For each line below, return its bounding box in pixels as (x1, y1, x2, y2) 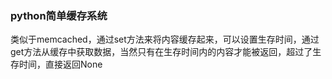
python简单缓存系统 (10, 8, 108, 22)
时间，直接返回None (18, 58, 103, 71)
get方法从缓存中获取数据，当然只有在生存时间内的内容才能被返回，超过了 (10, 46, 313, 58)
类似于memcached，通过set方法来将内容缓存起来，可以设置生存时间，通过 (10, 33, 320, 46)
